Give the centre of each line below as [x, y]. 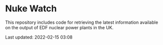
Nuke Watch [31, 9]
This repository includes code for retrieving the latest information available [82, 22]
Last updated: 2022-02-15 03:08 [39, 37]
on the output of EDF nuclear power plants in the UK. [59, 27]
